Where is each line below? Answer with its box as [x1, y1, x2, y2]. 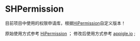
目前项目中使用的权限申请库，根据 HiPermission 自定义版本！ [5, 20, 126, 26]
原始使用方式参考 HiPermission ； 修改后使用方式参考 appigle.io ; [5, 30, 136, 36]
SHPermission [5, 3, 64, 15]
